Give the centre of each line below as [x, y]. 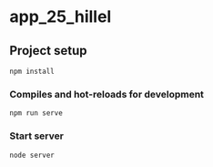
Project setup [49, 51]
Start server [36, 136]
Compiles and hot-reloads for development [107, 94]
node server [32, 155]
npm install [32, 71]
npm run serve [36, 113]
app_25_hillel [61, 17]
